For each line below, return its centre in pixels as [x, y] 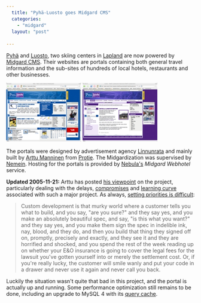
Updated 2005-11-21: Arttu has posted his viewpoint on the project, [90, 182]
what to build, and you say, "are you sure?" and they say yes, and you [107, 213]
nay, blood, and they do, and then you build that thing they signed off [106, 232]
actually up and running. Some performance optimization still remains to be [99, 287]
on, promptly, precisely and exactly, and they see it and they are [100, 238]
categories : [27, 19]
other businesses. [28, 75]
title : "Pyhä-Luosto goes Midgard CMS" [61, 13]
